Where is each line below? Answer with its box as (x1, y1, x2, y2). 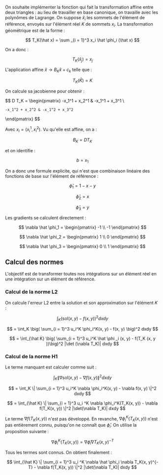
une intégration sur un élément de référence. (5, 276, 96, 282)
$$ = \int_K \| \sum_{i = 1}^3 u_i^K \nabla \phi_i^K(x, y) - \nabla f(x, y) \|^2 (8, 385, 157, 391)
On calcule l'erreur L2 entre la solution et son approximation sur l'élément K (5, 300, 158, 305)
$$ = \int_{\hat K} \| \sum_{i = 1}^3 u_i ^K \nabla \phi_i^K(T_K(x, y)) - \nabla (7, 400, 158, 406)
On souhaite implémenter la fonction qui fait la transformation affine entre (5, 4, 154, 10)
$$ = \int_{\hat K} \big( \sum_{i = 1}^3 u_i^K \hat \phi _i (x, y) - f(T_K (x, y (9, 335, 156, 341)
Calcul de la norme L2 (5, 288, 58, 295)
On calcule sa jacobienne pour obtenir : (5, 88, 85, 94)
